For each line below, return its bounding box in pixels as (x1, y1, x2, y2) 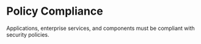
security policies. (6, 31, 50, 38)
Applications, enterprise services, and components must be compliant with (6, 24, 196, 32)
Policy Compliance (6, 4, 103, 18)
